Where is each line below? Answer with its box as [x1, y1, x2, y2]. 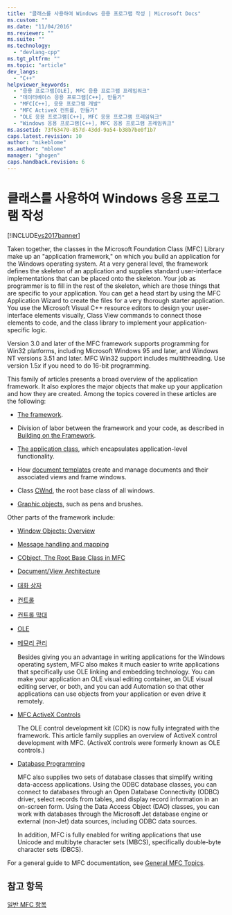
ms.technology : [7, 42, 51, 49]
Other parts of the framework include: [7, 513, 116, 521]
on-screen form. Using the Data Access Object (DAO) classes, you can [17, 802, 220, 810]
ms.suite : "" [7, 36, 45, 43]
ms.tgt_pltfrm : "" [7, 55, 60, 62]
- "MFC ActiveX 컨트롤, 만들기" [13, 107, 98, 114]
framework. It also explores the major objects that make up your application [7, 382, 223, 391]
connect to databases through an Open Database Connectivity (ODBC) [17, 787, 220, 796]
